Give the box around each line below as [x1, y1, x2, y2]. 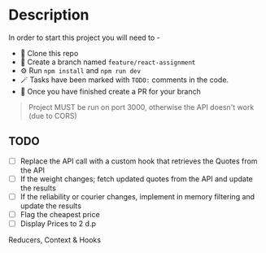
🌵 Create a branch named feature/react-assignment [20, 57, 196, 67]
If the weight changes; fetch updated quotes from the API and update [20, 173, 254, 184]
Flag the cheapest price [20, 209, 100, 219]
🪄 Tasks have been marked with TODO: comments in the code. [20, 75, 229, 85]
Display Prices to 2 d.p [20, 219, 96, 229]
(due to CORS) [28, 111, 77, 120]
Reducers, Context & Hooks [8, 235, 102, 245]
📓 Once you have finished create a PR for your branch [20, 86, 201, 96]
